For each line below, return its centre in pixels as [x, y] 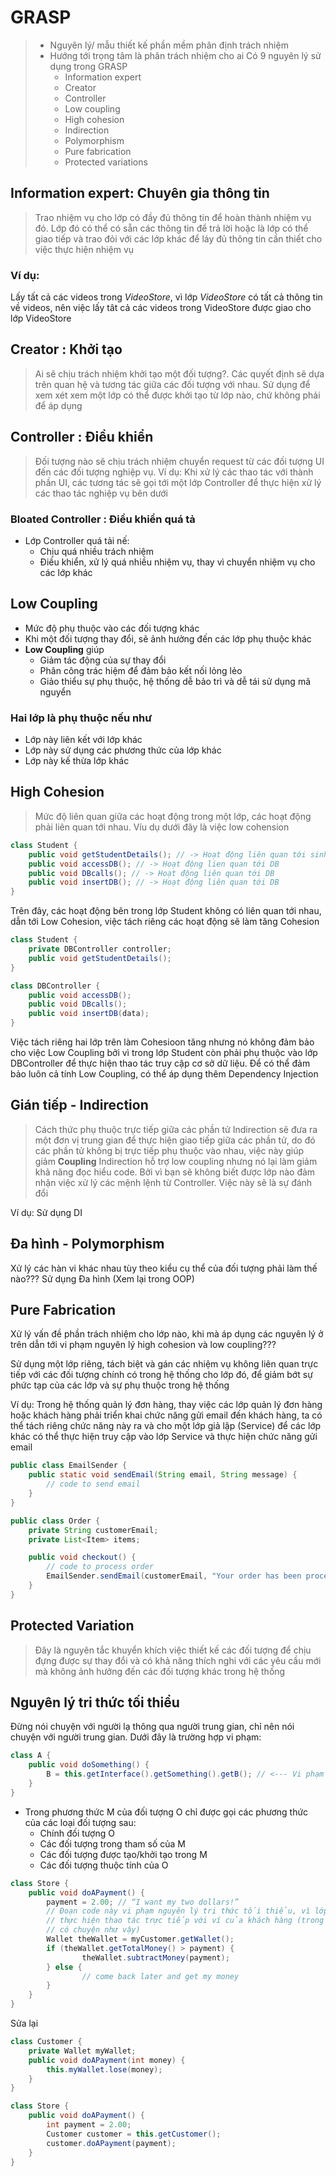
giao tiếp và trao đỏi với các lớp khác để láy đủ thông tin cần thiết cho [178, 238]
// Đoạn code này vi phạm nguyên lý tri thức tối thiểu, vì [178, 1911]
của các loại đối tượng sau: [80, 1822]
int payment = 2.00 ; [89, 2125]
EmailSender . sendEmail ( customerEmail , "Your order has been [174, 1576]
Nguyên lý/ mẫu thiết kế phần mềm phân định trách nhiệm [169, 45]
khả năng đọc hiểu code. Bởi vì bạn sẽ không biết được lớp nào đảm [175, 1172]
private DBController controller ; [100, 949]
